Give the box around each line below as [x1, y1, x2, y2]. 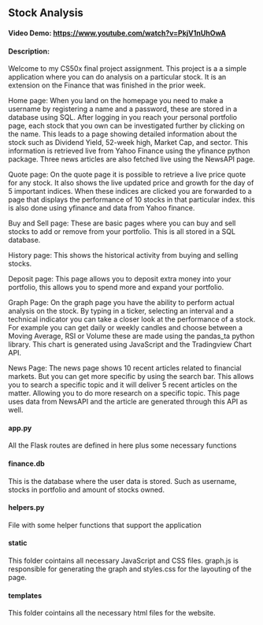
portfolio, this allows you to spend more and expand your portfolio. [8, 283, 224, 292]
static [8, 538, 28, 548]
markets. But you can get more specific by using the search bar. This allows [8, 372, 254, 381]
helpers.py [8, 503, 45, 512]
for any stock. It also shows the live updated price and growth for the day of [8, 178, 254, 188]
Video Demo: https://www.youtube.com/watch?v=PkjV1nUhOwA [8, 28, 227, 38]
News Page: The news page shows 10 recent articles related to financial [8, 363, 242, 373]
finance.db [8, 459, 45, 468]
